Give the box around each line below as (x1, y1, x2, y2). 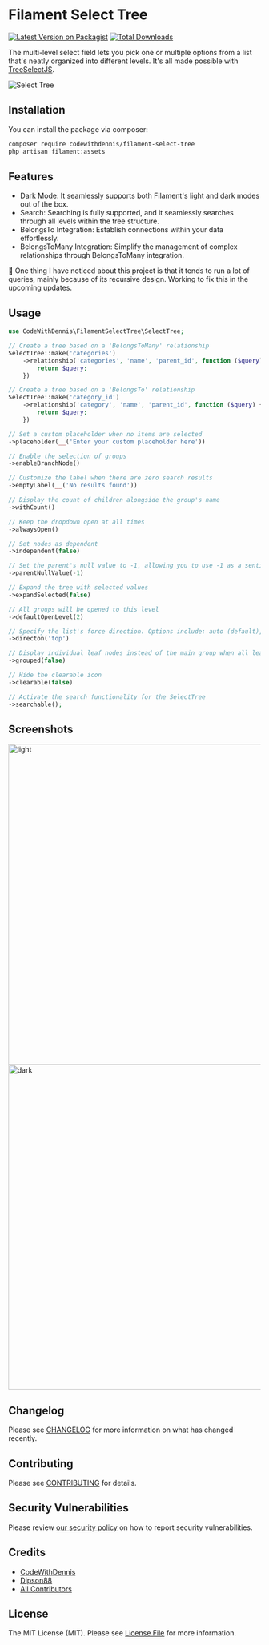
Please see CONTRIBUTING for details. (8, 1478, 138, 1487)
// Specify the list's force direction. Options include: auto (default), (8, 627, 263, 636)
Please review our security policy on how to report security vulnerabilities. (8, 1523, 253, 1532)
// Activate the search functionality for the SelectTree (8, 692, 206, 701)
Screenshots (8, 722, 74, 736)
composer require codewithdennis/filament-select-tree (8, 140, 195, 148)
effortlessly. (19, 234, 59, 243)
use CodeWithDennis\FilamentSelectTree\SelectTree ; (8, 327, 184, 335)
